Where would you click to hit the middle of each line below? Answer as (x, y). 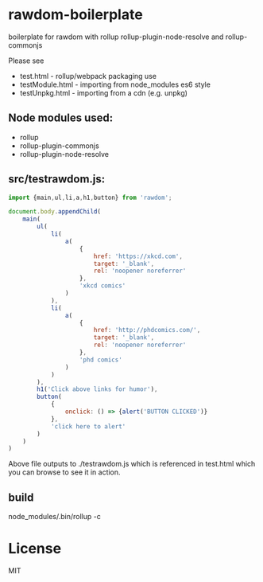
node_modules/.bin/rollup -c (54, 517)
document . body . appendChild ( (55, 212)
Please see (26, 61)
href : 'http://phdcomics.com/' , (147, 330)
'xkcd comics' (102, 286)
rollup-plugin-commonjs (59, 146)
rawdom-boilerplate (75, 15)
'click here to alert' (88, 426)
